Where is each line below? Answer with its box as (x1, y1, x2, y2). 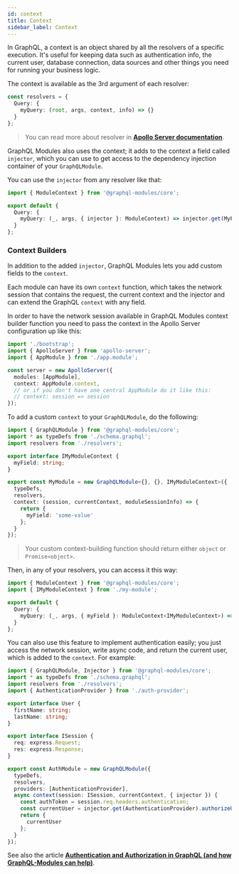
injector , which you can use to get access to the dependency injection (7, 154, 217, 162)
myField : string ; (14, 459, 65, 466)
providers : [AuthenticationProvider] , (14, 785, 129, 792)
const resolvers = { (7, 93, 69, 100)
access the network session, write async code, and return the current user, (7, 646, 228, 655)
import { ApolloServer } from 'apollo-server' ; (7, 347, 152, 354)
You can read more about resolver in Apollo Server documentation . (24, 132, 225, 141)
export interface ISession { (7, 732, 94, 740)
